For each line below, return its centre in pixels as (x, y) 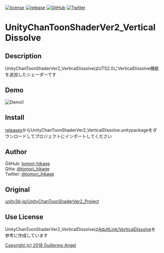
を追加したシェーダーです (31, 74)
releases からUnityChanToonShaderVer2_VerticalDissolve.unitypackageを (79, 130)
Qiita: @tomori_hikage (27, 169)
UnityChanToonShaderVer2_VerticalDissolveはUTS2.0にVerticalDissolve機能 (82, 68)
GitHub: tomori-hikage (28, 164)
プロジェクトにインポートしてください (73, 136)
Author (16, 152)
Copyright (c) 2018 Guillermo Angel (41, 245)
